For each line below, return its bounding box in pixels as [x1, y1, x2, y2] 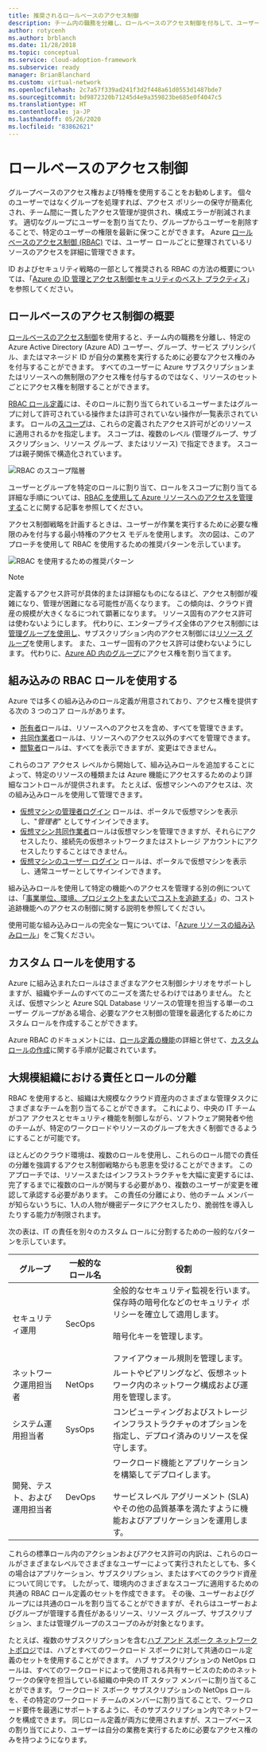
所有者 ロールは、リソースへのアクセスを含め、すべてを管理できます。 [19, 723, 248, 733]
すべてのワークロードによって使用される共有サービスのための [35, 1665, 237, 1675]
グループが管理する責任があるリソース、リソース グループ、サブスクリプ [14, 1608, 253, 1617]
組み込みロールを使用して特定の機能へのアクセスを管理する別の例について [8, 883, 252, 893]
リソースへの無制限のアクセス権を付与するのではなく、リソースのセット [21, 372, 258, 381]
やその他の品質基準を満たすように [112, 1503, 241, 1514]
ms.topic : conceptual [8, 49, 80, 57]
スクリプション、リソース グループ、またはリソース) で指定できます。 [8, 439, 236, 448]
